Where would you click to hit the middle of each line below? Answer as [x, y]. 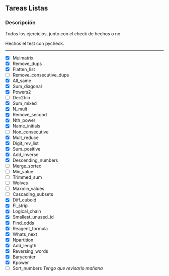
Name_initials [26, 126]
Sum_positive [26, 149]
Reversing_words [30, 251]
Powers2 [22, 92]
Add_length [24, 245]
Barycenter [24, 257]
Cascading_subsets [33, 194]
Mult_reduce [25, 137]
